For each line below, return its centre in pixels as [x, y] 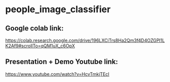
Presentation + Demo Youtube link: [62, 62]
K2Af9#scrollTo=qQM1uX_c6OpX [40, 46]
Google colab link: [34, 28]
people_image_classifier [58, 9]
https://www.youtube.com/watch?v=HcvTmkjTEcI [57, 74]
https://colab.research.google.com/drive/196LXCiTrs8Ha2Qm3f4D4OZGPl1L [85, 40]
